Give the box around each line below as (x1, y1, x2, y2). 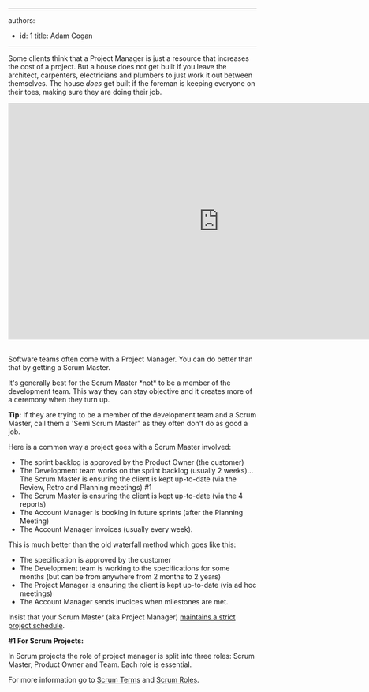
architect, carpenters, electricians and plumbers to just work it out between (8, 70, 253, 80)
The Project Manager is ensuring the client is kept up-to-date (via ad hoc (19, 581, 257, 589)
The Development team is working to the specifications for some (19, 563, 230, 573)
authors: (8, 16, 35, 24)
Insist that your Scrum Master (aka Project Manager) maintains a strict (8, 612, 236, 622)
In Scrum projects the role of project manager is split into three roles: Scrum (8, 652, 255, 660)
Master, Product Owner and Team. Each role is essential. (8, 660, 192, 669)
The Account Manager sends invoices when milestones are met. (19, 597, 229, 606)
